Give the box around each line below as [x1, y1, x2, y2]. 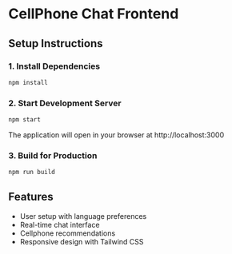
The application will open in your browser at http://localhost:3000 [8, 129, 225, 140]
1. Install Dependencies [8, 61, 101, 72]
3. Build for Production [8, 149, 98, 161]
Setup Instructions [8, 37, 103, 50]
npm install [8, 78, 48, 86]
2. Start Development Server [8, 97, 122, 109]
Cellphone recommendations [19, 228, 116, 238]
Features [8, 190, 54, 204]
